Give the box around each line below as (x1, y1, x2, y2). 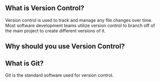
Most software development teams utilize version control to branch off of (5, 22, 156, 28)
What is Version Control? (5, 4, 85, 12)
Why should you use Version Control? (5, 42, 125, 51)
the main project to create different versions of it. (5, 27, 106, 34)
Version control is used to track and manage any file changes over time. (5, 17, 153, 23)
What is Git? (5, 59, 44, 68)
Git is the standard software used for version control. (5, 72, 114, 79)
